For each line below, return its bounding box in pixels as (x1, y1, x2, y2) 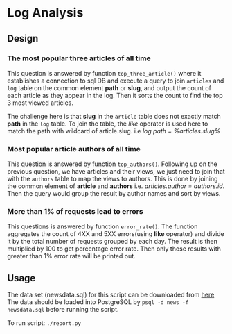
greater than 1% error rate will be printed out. (7, 252, 136, 260)
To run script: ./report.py (7, 319, 82, 327)
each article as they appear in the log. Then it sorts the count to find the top (7, 91, 223, 99)
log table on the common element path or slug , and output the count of (7, 83, 211, 92)
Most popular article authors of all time (7, 144, 141, 153)
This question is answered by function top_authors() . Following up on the (7, 160, 217, 168)
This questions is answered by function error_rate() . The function (7, 222, 198, 231)
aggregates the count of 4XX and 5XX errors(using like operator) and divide (7, 230, 225, 238)
